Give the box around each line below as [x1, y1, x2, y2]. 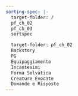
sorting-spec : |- [5, 8, 49, 15]
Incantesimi [11, 64, 41, 70]
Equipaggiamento [11, 58, 51, 65]
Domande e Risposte [11, 81, 60, 87]
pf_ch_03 [11, 25, 33, 32]
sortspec [11, 31, 33, 37]
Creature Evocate [11, 76, 54, 82]
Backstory [11, 47, 35, 54]
